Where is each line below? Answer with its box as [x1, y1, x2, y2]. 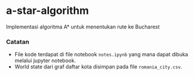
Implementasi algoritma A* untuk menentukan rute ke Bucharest [6, 23, 160, 30]
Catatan [6, 38, 29, 46]
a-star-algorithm [6, 4, 89, 17]
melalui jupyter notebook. [14, 57, 76, 64]
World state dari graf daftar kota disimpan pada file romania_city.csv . [14, 63, 182, 70]
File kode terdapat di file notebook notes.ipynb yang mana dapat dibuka [14, 51, 188, 58]
